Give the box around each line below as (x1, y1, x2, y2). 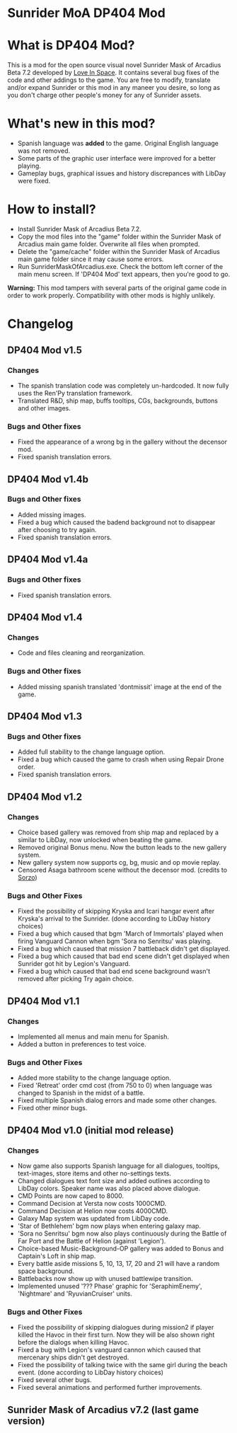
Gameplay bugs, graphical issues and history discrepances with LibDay (17, 169, 226, 178)
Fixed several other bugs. (17, 1376, 92, 1384)
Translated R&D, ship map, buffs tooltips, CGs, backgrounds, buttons (17, 396, 218, 405)
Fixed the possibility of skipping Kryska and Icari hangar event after (17, 907, 214, 916)
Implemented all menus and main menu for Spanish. (17, 1032, 170, 1041)
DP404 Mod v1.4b (7, 473, 89, 485)
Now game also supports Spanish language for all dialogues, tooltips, (17, 1161, 220, 1170)
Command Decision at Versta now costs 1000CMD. (17, 1199, 167, 1207)
